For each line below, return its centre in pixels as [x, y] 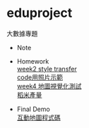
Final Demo [33, 109]
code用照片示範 [40, 77]
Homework [33, 61]
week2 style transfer [47, 69]
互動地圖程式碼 [38, 117]
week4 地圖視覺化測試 [49, 86]
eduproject [40, 13]
